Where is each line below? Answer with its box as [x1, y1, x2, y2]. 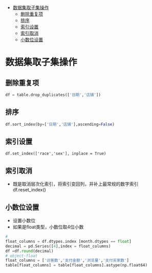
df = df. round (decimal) [5, 248, 54, 254]
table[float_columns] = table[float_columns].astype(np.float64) [5, 263, 147, 268]
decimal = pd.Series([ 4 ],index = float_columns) [5, 243, 111, 249]
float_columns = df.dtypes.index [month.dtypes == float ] [5, 239, 132, 244]
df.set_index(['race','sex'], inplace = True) [5, 151, 106, 157]
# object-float [5, 253, 38, 258]
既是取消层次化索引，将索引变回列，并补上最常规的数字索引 [12, 181, 139, 187]
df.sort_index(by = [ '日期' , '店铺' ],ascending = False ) [5, 122, 115, 127]
